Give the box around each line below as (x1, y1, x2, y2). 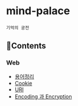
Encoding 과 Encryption (14, 93, 72, 100)
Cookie (14, 79, 32, 86)
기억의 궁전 (6, 25, 30, 31)
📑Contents (6, 41, 46, 51)
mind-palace (6, 4, 70, 18)
